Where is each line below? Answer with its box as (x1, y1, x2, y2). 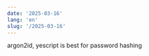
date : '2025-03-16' (7, 10, 63, 17)
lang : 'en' (7, 16, 38, 23)
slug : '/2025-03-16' (7, 23, 67, 29)
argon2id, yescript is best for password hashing (7, 42, 142, 50)
